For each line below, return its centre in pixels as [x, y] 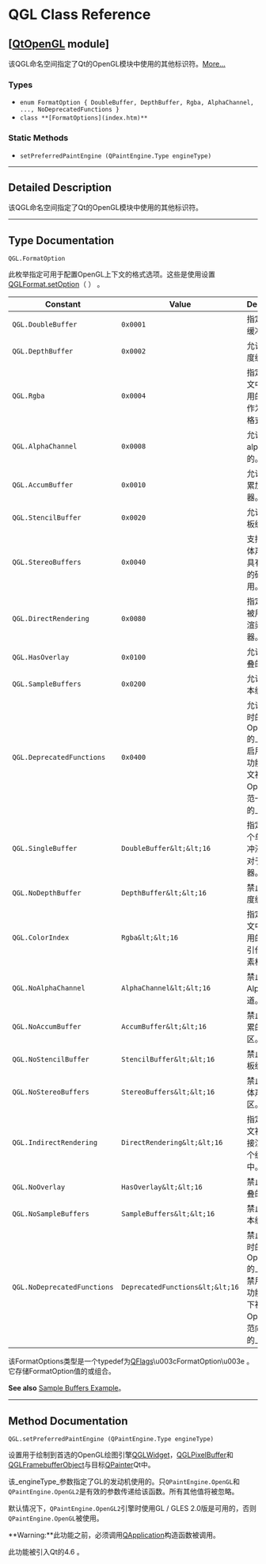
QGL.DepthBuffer [43, 351]
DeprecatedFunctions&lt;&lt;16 [180, 1287]
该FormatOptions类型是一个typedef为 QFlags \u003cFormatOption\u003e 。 [131, 1361]
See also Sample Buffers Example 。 [67, 1388]
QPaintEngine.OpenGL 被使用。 [56, 1518]
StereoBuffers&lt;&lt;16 [168, 1092]
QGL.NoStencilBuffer [51, 1060]
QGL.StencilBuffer [47, 518]
